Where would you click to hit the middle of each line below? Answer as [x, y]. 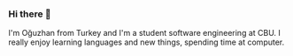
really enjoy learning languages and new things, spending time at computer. [146, 42]
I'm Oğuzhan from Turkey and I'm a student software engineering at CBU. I [144, 33]
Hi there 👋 [30, 14]
